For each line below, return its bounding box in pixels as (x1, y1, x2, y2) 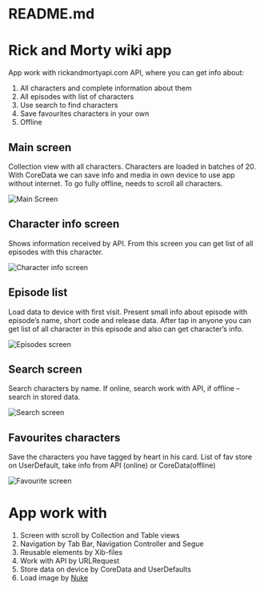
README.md (8, 5, 95, 23)
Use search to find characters (19, 101, 118, 110)
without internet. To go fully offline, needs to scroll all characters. (8, 178, 223, 188)
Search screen (8, 362, 82, 376)
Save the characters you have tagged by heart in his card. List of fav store (8, 452, 253, 462)
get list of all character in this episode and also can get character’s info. (8, 324, 244, 333)
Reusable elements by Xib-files (19, 548, 123, 557)
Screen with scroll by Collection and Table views (19, 531, 180, 540)
